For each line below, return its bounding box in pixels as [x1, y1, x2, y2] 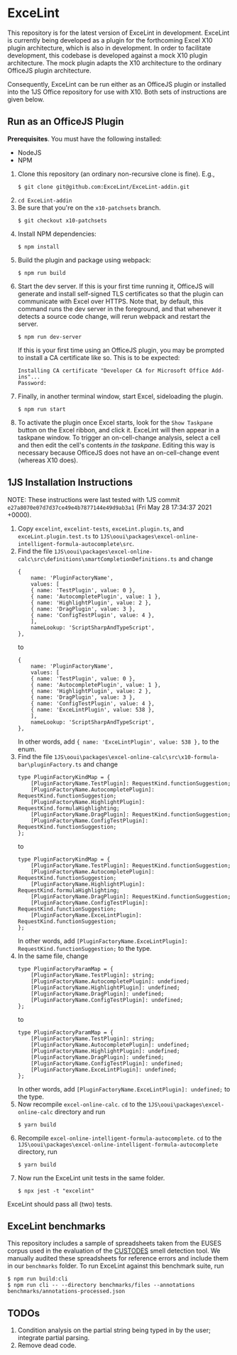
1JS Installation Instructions [7, 477, 133, 489]
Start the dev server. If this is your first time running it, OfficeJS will [17, 282, 214, 290]
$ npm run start [17, 406, 66, 413]
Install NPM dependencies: [17, 229, 97, 238]
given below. [7, 94, 45, 104]
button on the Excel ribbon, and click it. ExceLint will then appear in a [17, 425, 220, 434]
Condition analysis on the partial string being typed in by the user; [17, 1326, 211, 1334]
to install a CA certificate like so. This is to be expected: [17, 353, 180, 361]
